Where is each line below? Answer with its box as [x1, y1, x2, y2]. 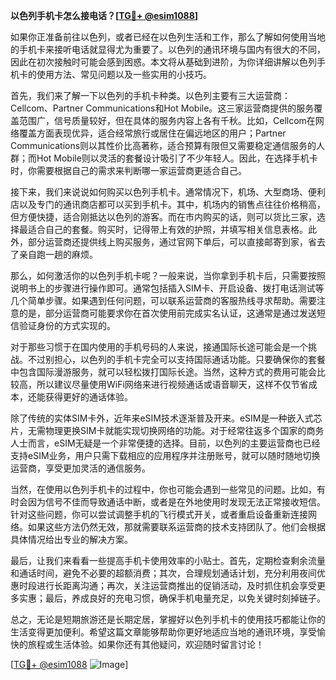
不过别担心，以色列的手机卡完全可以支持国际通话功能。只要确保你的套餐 [27, 354, 326, 365]
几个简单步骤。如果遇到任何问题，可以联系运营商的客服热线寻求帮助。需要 [10, 295, 317, 306]
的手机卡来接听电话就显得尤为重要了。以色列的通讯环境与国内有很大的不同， [10, 44, 326, 55]
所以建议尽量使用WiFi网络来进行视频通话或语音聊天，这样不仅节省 [36, 379, 309, 390]
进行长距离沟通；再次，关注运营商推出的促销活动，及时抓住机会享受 [36, 580, 317, 591]
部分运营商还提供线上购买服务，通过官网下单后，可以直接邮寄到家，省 [27, 236, 317, 248]
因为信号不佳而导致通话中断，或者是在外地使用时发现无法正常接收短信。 [27, 496, 326, 508]
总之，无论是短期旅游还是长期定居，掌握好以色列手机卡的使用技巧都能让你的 [10, 614, 326, 625]
